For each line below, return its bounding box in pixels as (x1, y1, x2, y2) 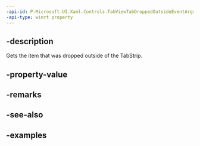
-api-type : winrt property (6, 14, 73, 20)
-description (6, 36, 54, 46)
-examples (6, 130, 47, 140)
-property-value (6, 69, 68, 79)
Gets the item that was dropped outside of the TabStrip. (6, 52, 143, 60)
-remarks (6, 90, 42, 100)
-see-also (6, 110, 43, 120)
